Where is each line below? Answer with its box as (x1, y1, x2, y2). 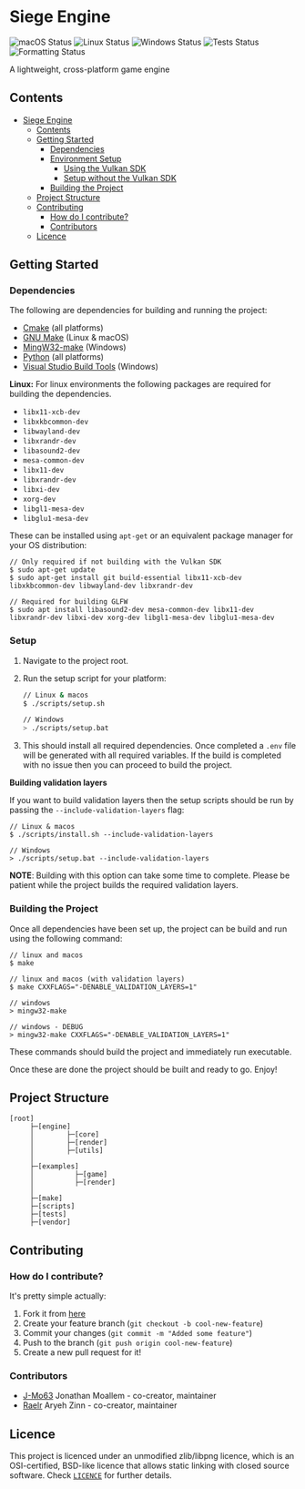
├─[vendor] (29, 1218, 71, 1227)
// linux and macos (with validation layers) (9, 974, 185, 984)
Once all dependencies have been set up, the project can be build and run (9, 923, 288, 934)
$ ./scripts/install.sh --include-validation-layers (9, 831, 214, 840)
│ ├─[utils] (29, 1146, 104, 1156)
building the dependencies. (9, 389, 112, 400)
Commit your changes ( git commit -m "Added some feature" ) (22, 1328, 253, 1339)
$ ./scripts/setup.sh (22, 699, 105, 708)
